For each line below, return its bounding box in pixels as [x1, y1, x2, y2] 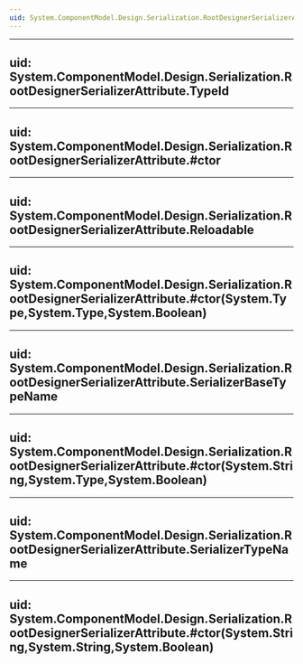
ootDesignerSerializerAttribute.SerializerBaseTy [9, 375, 287, 390]
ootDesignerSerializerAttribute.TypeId [9, 83, 230, 99]
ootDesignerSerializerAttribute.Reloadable [9, 222, 254, 238]
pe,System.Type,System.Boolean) [9, 305, 207, 321]
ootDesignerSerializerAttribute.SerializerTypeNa [9, 541, 289, 556]
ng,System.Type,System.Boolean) [9, 472, 207, 488]
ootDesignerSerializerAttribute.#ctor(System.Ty [9, 291, 287, 307]
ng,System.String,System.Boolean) [9, 639, 215, 655]
